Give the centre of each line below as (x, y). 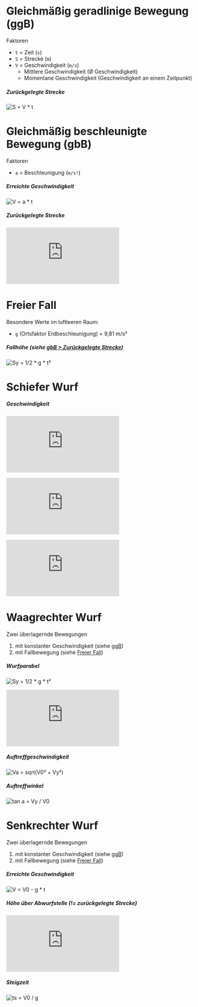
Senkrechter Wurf (52, 825)
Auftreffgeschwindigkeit (38, 757)
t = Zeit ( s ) (28, 52)
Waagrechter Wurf (54, 618)
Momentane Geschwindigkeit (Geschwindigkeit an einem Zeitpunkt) (108, 78)
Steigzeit (18, 982)
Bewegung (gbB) (49, 145)
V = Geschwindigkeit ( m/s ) (47, 65)
